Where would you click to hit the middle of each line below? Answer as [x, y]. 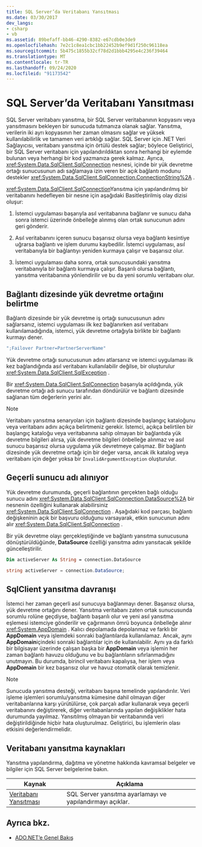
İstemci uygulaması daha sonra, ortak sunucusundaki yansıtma [93, 262]
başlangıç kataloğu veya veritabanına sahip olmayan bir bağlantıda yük [94, 433]
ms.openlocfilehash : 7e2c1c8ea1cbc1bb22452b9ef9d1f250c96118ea [87, 46]
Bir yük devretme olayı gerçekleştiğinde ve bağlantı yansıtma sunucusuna [97, 536]
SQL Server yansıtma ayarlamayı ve [117, 794]
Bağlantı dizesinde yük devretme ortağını [85, 294]
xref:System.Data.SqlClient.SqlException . [58, 372]
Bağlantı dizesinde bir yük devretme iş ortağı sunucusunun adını [86, 318]
